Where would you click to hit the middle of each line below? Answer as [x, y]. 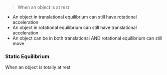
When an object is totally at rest [38, 67]
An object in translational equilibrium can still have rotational [74, 17]
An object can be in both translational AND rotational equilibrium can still [87, 38]
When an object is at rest [43, 7]
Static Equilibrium [27, 56]
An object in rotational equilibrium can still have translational [74, 27]
